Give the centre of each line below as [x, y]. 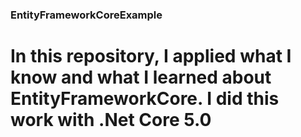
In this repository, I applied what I [151, 56]
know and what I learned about [141, 77]
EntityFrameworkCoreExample [86, 15]
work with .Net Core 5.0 [111, 120]
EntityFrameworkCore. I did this [145, 99]
